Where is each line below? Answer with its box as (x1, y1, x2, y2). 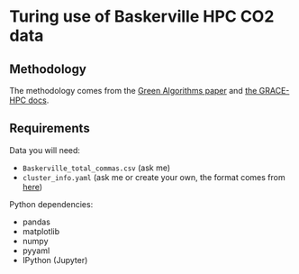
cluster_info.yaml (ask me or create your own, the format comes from (22, 171, 285, 182)
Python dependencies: (9, 198, 94, 209)
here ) (22, 181, 43, 192)
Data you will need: (9, 144, 81, 155)
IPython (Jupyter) (22, 254, 88, 265)
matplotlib (22, 225, 60, 236)
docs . (28, 95, 50, 105)
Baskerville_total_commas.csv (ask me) (22, 162, 171, 173)
